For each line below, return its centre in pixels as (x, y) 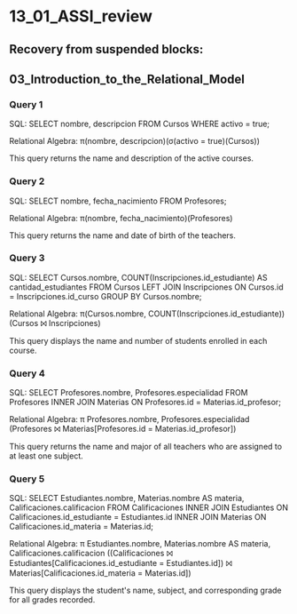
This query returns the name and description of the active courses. (132, 158)
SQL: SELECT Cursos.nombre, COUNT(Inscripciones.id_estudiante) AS (138, 277)
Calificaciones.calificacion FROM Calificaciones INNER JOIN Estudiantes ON (149, 507)
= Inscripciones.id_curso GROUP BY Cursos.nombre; (106, 296)
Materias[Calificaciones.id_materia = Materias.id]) (101, 573)
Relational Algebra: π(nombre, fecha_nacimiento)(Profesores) (121, 218)
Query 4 (27, 373)
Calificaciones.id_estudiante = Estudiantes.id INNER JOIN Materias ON (138, 517)
